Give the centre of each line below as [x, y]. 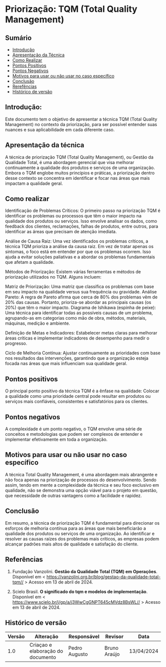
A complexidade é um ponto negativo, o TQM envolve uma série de [74, 429]
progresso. [16, 343]
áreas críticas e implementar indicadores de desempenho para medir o [77, 338]
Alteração [46, 637]
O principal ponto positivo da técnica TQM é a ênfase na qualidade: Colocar [82, 391]
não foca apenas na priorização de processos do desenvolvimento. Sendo [81, 480]
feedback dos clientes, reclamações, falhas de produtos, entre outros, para [82, 226]
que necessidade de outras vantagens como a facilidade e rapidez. [74, 496]
